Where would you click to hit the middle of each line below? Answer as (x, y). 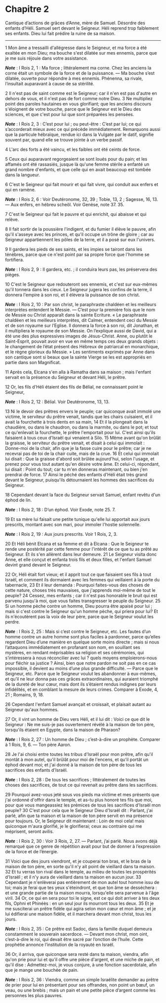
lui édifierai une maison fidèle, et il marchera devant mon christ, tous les (78, 914)
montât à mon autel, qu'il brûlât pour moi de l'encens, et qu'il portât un (77, 759)
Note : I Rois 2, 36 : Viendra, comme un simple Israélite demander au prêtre (82, 979)
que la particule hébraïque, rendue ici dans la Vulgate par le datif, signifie (80, 134)
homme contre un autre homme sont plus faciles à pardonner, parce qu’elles (83, 636)
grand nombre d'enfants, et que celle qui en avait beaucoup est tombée (78, 169)
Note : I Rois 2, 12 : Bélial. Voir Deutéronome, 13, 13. (57, 402)
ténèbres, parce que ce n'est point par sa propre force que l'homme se (77, 254)
